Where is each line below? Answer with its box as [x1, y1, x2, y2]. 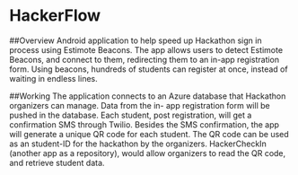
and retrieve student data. [9, 157, 105, 168]
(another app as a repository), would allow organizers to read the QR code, [9, 147, 286, 158]
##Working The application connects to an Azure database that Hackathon [9, 91, 286, 101]
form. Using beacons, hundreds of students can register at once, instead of [9, 64, 289, 74]
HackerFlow [9, 5, 101, 26]
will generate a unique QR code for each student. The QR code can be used [9, 128, 289, 139]
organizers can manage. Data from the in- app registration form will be [9, 100, 271, 110]
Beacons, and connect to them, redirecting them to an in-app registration [9, 54, 280, 65]
